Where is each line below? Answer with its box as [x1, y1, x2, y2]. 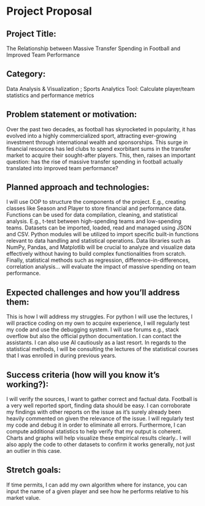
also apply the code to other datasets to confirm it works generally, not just [6, 441, 195, 448]
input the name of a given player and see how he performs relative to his [6, 487, 189, 495]
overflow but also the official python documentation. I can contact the [6, 333, 182, 340]
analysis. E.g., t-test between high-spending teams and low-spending [6, 218, 182, 225]
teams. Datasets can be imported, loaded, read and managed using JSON [6, 224, 192, 231]
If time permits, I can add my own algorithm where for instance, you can [6, 481, 187, 488]
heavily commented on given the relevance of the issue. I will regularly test [6, 415, 195, 422]
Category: [6, 69, 46, 79]
